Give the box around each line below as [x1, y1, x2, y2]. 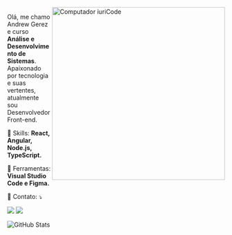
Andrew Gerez [7, 20, 48, 28]
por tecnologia [7, 72, 49, 79]
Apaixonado [7, 64, 41, 72]
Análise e [7, 35, 35, 43]
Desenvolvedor [7, 109, 50, 116]
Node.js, [7, 144, 32, 151]
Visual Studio [7, 172, 47, 180]
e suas [7, 79, 26, 87]
